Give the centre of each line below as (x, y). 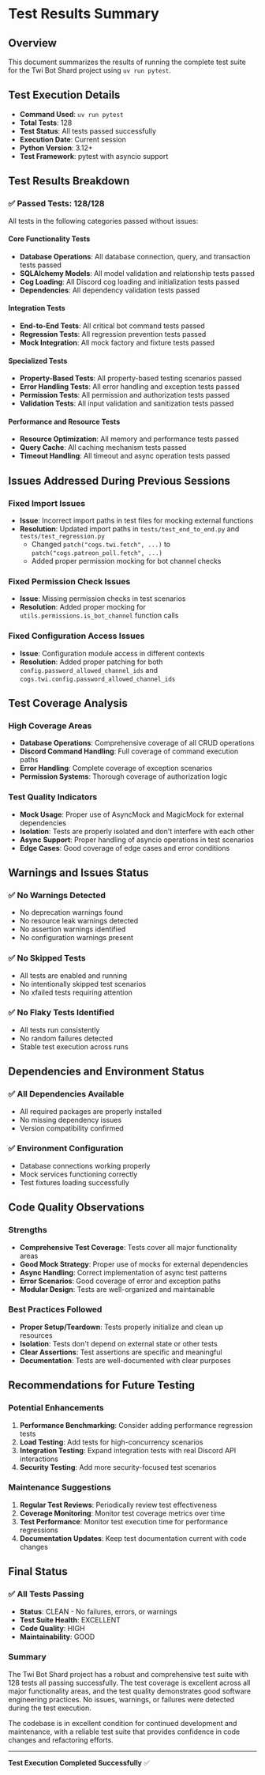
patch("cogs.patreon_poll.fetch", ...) (97, 553)
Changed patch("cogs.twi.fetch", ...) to (101, 544)
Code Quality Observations (77, 1208)
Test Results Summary (84, 14)
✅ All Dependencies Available (66, 1094)
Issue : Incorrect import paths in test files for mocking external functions (136, 520)
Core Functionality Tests (49, 239)
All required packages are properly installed (91, 1111)
